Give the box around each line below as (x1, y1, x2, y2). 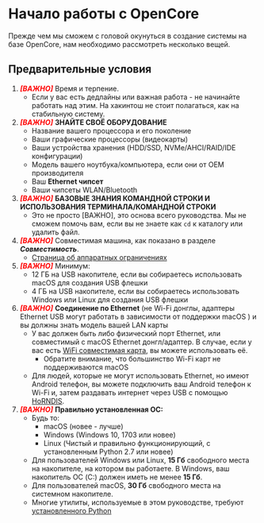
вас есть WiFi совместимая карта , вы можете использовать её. (31, 345, 248, 354)
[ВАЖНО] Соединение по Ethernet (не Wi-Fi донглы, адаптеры (19, 303, 235, 312)
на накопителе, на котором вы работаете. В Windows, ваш (31, 463, 230, 473)
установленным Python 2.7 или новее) (43, 447, 174, 456)
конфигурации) (31, 151, 83, 161)
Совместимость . (19, 244, 79, 254)
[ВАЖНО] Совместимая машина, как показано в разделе (19, 235, 216, 245)
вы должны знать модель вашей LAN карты (19, 320, 169, 330)
